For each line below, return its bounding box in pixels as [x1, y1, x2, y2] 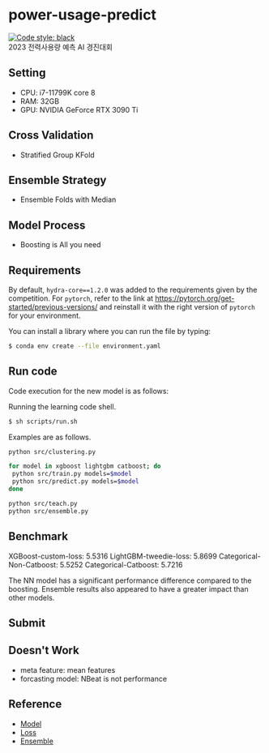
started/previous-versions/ [8, 302, 98, 311]
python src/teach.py [8, 499, 79, 507]
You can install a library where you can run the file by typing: [8, 327, 211, 336]
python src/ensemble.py [8, 507, 89, 516]
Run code [8, 365, 58, 379]
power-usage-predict [8, 6, 156, 24]
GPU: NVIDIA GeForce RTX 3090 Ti [19, 105, 139, 114]
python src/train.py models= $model [11, 470, 132, 478]
